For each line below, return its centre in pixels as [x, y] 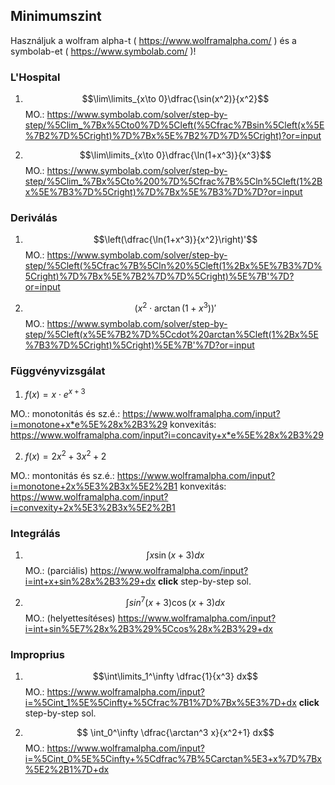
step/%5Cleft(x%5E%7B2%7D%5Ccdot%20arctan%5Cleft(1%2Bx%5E [171, 335]
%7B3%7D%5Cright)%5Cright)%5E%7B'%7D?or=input [139, 345]
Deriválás [34, 218]
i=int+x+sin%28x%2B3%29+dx [90, 581]
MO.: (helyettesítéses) [70, 618]
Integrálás [35, 533]
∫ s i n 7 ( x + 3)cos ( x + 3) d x [175, 601]
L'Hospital [35, 77]
